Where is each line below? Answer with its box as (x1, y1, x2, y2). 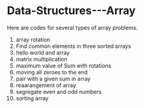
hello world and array (15, 48, 70, 56)
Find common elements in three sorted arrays (15, 42, 131, 50)
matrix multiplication (15, 55, 67, 63)
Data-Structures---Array (7, 4, 136, 18)
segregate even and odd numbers (15, 88, 102, 95)
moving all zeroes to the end (15, 68, 88, 75)
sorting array (15, 94, 48, 102)
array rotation (15, 36, 51, 43)
